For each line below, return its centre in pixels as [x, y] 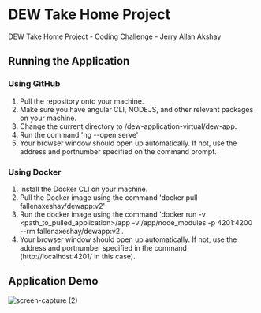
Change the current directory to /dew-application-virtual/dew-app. [128, 126]
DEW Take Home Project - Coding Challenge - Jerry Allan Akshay [115, 36]
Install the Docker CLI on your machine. [84, 189]
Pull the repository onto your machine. [82, 101]
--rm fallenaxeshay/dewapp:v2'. [71, 231]
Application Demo [53, 281]
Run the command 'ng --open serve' [79, 134]
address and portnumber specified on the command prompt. [118, 151]
